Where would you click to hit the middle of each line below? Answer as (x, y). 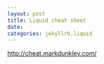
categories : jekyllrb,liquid (50, 33)
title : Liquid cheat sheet (47, 20)
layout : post (26, 14)
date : (15, 27)
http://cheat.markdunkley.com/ (52, 53)
